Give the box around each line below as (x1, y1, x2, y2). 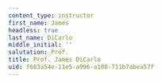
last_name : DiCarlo (8, 33, 73, 42)
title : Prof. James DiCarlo (8, 56, 102, 64)
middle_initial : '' (8, 41, 73, 49)
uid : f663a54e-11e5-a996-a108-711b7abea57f (8, 63, 155, 71)
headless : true (8, 26, 59, 34)
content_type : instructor (8, 11, 94, 20)
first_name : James (8, 19, 69, 27)
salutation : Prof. (8, 48, 69, 56)
